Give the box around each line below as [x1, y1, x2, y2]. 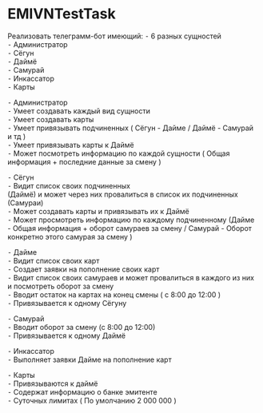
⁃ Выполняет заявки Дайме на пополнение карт [7, 355, 173, 364]
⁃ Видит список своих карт [7, 256, 100, 265]
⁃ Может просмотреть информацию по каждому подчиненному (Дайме [7, 215, 255, 224]
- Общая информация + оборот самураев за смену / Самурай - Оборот [7, 223, 253, 232]
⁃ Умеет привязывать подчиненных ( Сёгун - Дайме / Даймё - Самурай [7, 123, 253, 133]
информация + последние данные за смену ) [7, 157, 161, 166]
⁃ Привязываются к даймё [7, 379, 98, 388]
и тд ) [7, 131, 26, 141]
